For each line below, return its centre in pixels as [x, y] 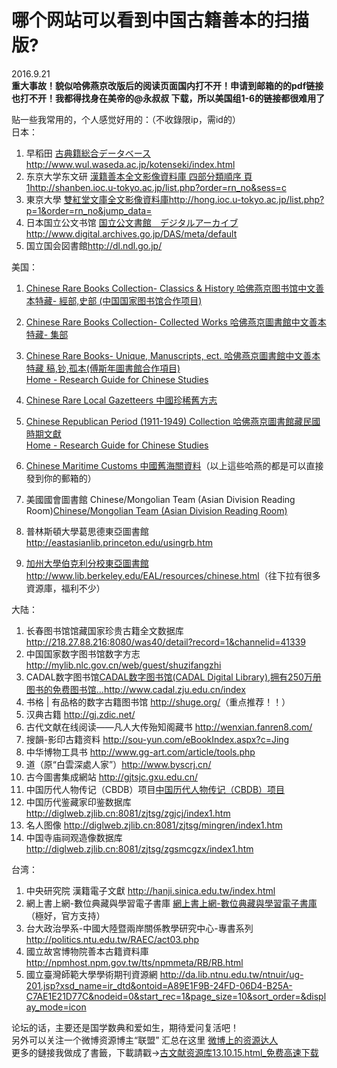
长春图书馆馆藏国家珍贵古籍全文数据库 [104, 630]
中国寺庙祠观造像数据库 [74, 837]
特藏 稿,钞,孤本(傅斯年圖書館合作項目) [103, 368]
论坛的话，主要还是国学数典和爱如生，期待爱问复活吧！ [125, 1027]
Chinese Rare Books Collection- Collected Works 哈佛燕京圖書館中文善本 [176, 322]
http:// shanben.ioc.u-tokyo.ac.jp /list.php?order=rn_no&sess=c [158, 187]
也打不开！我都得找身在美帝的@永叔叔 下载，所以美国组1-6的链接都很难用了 [168, 98]
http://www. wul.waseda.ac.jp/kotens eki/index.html [130, 164]
